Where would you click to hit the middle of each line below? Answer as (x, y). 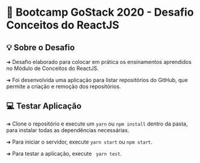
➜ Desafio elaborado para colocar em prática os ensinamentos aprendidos (99, 62)
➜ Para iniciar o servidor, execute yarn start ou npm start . (79, 142)
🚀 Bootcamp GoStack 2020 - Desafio (100, 12)
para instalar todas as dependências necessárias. (68, 130)
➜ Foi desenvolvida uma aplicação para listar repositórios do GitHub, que (97, 80)
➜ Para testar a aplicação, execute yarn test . (64, 153)
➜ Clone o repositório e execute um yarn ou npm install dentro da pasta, (97, 124)
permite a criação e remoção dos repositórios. (64, 86)
